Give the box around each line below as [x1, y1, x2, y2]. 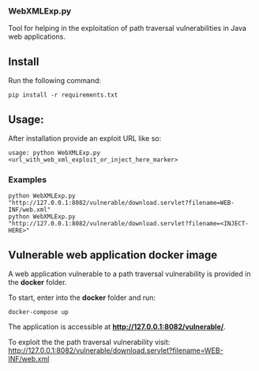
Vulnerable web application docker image [8, 248, 218, 262]
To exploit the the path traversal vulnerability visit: [8, 338, 171, 347]
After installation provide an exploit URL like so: [8, 133, 162, 143]
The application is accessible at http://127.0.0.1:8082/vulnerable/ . [8, 322, 227, 331]
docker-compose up [8, 309, 69, 316]
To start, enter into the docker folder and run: [8, 293, 156, 302]
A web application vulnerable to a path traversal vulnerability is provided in [8, 269, 251, 278]
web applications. [8, 32, 66, 41]
